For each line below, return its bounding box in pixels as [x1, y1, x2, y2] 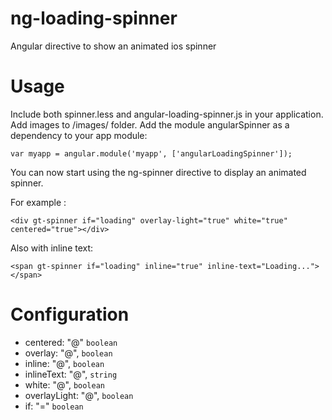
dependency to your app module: [10, 129, 148, 141]
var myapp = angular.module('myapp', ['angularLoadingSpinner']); [10, 148, 293, 159]
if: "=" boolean [24, 400, 84, 412]
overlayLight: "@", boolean [24, 389, 134, 401]
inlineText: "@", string [24, 368, 118, 380]
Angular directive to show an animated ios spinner [10, 40, 217, 52]
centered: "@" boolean [24, 336, 118, 348]
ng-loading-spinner [10, 7, 178, 30]
